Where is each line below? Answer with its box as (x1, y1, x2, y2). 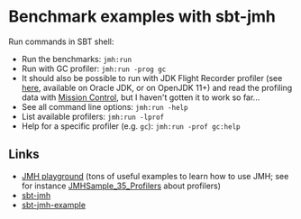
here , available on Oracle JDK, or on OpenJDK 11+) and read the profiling (21, 82, 293, 93)
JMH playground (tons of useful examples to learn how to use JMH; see (21, 170, 289, 181)
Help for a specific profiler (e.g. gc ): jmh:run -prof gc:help (21, 120, 241, 132)
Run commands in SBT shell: (8, 36, 114, 47)
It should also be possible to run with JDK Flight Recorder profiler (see (21, 72, 283, 83)
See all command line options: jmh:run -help (21, 101, 188, 112)
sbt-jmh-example (21, 199, 87, 210)
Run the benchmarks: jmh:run (21, 53, 132, 64)
